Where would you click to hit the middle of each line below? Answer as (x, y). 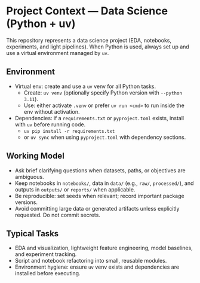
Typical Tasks (33, 234)
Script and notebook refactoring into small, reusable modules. (91, 261)
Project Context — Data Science (87, 11)
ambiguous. (29, 177)
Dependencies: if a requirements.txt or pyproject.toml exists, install (99, 118)
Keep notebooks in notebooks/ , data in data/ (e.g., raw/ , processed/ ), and (104, 183)
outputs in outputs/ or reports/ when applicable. (75, 189)
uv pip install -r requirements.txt (69, 131)
